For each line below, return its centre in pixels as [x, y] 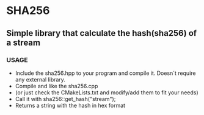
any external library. [40, 79]
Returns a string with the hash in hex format [70, 105]
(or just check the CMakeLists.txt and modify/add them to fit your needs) [107, 92]
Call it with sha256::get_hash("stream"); [65, 99]
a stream [24, 42]
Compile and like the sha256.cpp [56, 86]
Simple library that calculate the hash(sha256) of [102, 33]
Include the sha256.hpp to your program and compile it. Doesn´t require [105, 73]
